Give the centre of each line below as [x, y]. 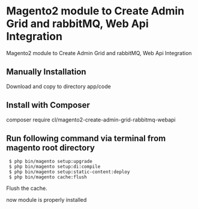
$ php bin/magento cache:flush [48, 177]
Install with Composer [48, 105]
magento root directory [50, 148]
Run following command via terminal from [86, 138]
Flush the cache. [27, 188]
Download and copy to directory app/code [58, 86]
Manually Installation [46, 72]
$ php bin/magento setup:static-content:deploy [69, 172]
